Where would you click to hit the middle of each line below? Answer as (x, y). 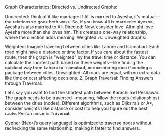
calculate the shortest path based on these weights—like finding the (74, 62)
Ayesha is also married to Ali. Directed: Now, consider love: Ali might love (79, 27)
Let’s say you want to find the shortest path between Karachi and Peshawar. (82, 93)
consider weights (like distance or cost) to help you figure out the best (76, 108)
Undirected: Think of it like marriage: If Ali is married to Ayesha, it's (73, 16)
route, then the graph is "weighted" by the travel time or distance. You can (81, 57)
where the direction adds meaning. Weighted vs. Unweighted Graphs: (76, 37)
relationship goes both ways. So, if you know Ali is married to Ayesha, (83, 22)
